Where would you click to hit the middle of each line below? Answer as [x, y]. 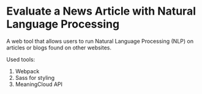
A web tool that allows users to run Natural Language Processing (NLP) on [100, 41]
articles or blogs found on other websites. [59, 48]
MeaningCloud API [39, 84]
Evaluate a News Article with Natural [101, 11]
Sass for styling [35, 78]
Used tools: [21, 59]
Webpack [27, 71]
